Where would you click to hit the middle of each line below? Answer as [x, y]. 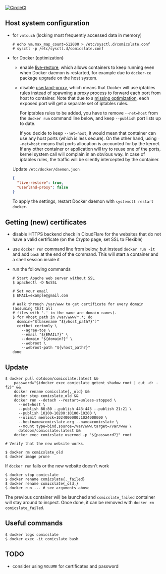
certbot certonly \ [37, 326]
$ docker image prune [28, 457]
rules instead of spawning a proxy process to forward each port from [90, 93]
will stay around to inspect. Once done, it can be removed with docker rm [80, 502]
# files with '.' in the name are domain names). [65, 313]
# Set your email [30, 291]
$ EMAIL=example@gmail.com [40, 296]
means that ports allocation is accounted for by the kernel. [101, 143]
